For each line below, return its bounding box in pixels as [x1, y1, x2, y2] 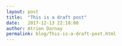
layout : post [6, 8, 39, 15]
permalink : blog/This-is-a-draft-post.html [6, 31, 117, 37]
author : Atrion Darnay [6, 25, 63, 32]
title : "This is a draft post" [6, 14, 87, 20]
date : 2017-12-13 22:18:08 [6, 20, 79, 26]
